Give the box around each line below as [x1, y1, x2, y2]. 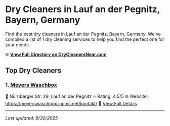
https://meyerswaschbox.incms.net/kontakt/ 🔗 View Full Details [5, 100, 137, 106]
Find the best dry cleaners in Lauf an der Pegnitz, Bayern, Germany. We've [5, 31, 161, 37]
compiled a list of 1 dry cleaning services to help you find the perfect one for [5, 36, 164, 42]
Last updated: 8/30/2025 [5, 115, 58, 121]
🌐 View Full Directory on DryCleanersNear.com [5, 51, 107, 57]
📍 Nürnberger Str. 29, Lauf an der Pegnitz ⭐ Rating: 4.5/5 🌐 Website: [5, 93, 148, 99]
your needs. [5, 41, 30, 47]
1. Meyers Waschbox [5, 82, 57, 89]
